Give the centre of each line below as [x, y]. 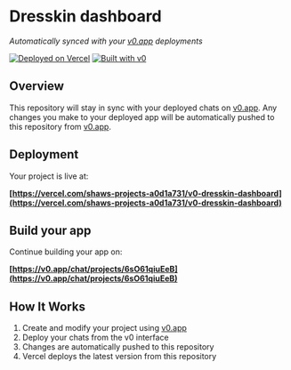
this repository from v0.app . [60, 126]
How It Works [48, 306]
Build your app [50, 230]
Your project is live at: [49, 176]
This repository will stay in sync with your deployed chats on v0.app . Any [143, 108]
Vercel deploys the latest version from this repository [119, 357]
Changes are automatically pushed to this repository [118, 347]
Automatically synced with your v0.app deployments [106, 41]
